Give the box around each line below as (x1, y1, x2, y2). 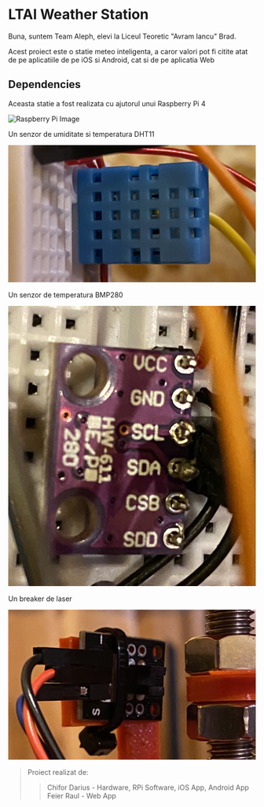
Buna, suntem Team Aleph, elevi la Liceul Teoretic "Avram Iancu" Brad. (8, 31, 236, 41)
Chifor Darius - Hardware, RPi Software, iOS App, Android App (46, 783, 250, 792)
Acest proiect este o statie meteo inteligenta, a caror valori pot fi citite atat (8, 46, 248, 56)
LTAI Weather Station (8, 6, 149, 24)
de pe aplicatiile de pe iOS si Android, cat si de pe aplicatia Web (8, 55, 214, 64)
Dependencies (8, 78, 81, 91)
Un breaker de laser (8, 594, 72, 603)
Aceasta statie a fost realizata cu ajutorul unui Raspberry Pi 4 (8, 98, 206, 108)
